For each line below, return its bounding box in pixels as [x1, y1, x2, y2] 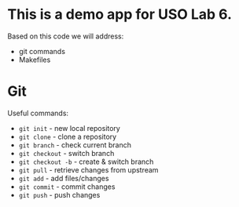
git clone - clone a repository [18, 132, 117, 141]
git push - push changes [18, 190, 101, 199]
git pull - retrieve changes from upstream [18, 165, 159, 174]
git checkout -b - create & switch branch [18, 157, 154, 166]
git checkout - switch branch [18, 148, 115, 158]
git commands [18, 46, 66, 56]
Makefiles [18, 55, 51, 64]
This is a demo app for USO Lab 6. [7, 5, 233, 24]
